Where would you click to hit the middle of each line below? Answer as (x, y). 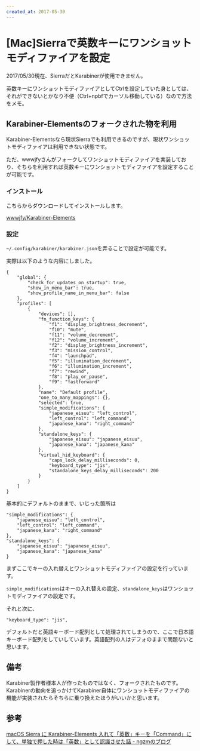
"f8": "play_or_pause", (79, 377)
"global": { (32, 277)
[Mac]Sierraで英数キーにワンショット (99, 43)
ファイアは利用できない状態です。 (68, 147)
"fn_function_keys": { (66, 319)
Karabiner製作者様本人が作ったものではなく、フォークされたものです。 (94, 683)
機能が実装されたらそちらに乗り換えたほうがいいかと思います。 (84, 698)
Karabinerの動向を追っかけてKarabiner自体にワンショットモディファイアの (98, 690)
